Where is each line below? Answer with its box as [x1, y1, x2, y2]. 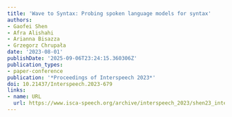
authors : [7, 17, 32, 23]
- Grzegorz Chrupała [7, 42, 67, 49]
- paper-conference [7, 67, 64, 74]
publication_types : [7, 61, 64, 68]
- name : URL [7, 94, 41, 100]
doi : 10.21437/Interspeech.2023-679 [7, 81, 113, 87]
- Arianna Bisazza [7, 36, 60, 43]
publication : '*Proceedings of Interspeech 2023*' [7, 74, 156, 81]
